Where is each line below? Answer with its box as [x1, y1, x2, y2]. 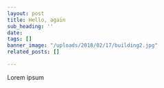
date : [7, 29, 23, 36]
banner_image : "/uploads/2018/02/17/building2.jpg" [7, 42, 158, 49]
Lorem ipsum [7, 73, 45, 81]
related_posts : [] [7, 49, 60, 56]
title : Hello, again [7, 16, 67, 23]
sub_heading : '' [7, 23, 54, 30]
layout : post [7, 10, 45, 17]
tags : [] [7, 36, 32, 43]
